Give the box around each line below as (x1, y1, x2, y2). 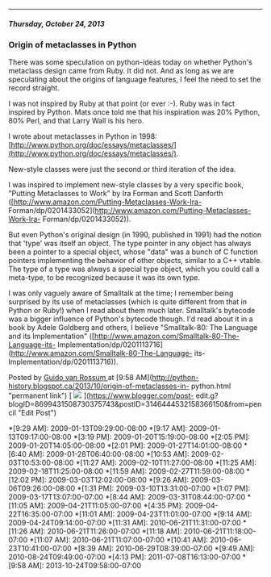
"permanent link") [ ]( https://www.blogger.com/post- (8, 391, 194, 400)
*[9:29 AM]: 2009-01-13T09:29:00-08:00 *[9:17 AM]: (8, 424, 188, 433)
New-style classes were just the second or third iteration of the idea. (8, 165, 236, 174)
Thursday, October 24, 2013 (8, 19, 105, 28)
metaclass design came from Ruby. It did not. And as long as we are (8, 66, 235, 76)
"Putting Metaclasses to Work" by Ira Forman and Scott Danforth (8, 189, 223, 199)
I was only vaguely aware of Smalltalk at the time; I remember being (8, 288, 234, 299)
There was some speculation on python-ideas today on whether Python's (8, 57, 252, 67)
